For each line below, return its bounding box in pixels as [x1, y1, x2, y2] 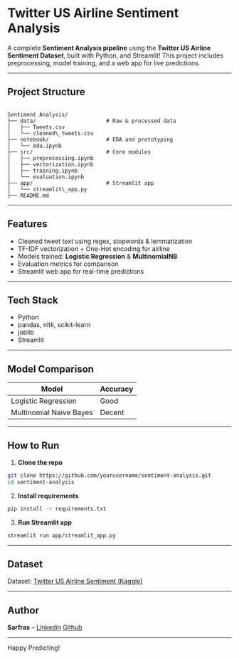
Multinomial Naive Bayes [11, 407, 94, 417]
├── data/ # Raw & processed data [7, 117, 176, 124]
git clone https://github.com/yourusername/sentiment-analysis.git [7, 472, 212, 479]
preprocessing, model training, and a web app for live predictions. [7, 58, 201, 67]
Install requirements [17, 491, 79, 500]
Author [7, 604, 39, 616]
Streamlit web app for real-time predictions [17, 267, 144, 275]
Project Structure [7, 86, 85, 98]
